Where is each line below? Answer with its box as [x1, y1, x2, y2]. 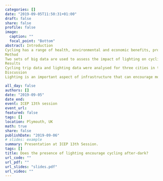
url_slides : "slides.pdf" [5, 164, 57, 169]
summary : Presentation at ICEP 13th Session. [5, 142, 98, 147]
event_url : [5, 106, 27, 111]
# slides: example [5, 137, 42, 142]
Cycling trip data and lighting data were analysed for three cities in [5, 66, 155, 71]
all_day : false [5, 83, 36, 88]
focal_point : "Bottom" [9, 39, 55, 44]
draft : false [5, 16, 32, 21]
